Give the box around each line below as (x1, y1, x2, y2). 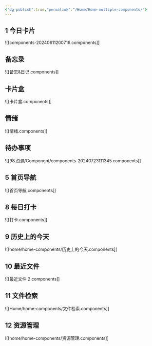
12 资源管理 (5, 321, 39, 330)
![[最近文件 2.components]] (5, 276, 60, 281)
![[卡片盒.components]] (5, 99, 52, 105)
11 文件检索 (5, 292, 38, 300)
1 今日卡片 (5, 26, 36, 35)
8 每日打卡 (5, 203, 37, 211)
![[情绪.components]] (5, 128, 48, 134)
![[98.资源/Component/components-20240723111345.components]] (5, 157, 141, 164)
